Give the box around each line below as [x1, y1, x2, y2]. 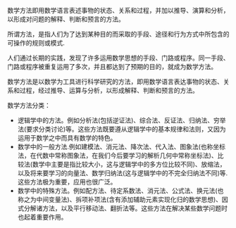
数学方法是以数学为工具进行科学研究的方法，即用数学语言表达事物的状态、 [7, 77, 223, 86]
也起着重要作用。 [17, 213, 68, 221]
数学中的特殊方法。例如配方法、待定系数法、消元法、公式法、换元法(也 [17, 186, 224, 195]
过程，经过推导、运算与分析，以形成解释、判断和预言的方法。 [19, 87, 199, 94]
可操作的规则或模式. [7, 39, 66, 47]
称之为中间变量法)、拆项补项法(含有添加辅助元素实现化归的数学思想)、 [17, 196, 223, 203]
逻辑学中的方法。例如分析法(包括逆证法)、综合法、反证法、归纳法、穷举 [17, 116, 227, 125]
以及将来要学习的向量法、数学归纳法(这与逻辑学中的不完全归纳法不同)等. [17, 169, 228, 177]
